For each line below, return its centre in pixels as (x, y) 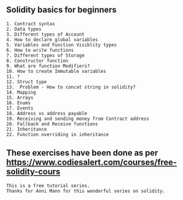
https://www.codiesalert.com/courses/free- (91, 162)
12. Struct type (26, 82)
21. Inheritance (26, 129)
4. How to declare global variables (52, 39)
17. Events (20, 108)
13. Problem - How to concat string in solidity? (71, 87)
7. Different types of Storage (45, 55)
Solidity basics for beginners (61, 10)
